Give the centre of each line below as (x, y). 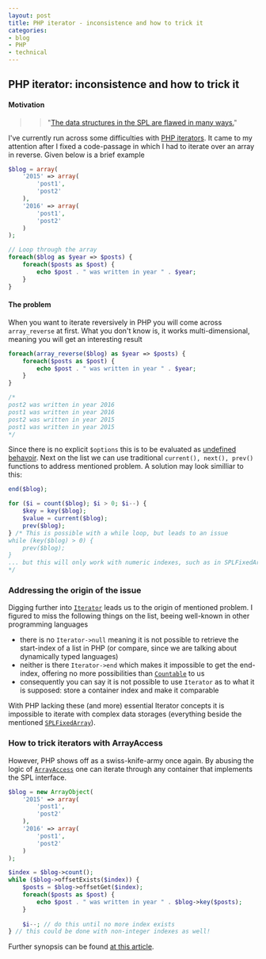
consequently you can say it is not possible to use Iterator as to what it (137, 682)
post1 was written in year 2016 (61, 412)
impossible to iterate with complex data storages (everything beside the (125, 714)
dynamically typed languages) (69, 657)
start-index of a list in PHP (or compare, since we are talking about (128, 648)
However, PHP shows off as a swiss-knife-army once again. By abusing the (131, 760)
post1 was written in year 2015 (61, 427)
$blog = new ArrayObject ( (51, 792)
